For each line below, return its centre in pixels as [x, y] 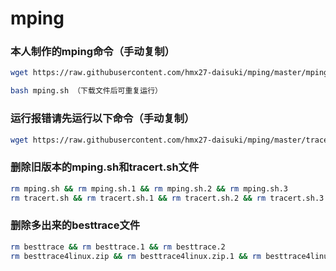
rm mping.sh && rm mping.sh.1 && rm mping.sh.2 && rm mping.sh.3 [149, 188]
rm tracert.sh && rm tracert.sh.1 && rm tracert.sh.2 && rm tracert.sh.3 [167, 198]
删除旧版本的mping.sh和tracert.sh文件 [105, 167]
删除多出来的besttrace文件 [75, 225]
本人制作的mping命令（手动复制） [92, 52]
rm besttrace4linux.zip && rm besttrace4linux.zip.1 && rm [136, 256]
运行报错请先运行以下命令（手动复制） [102, 119]
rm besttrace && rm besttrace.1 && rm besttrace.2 [118, 247]
